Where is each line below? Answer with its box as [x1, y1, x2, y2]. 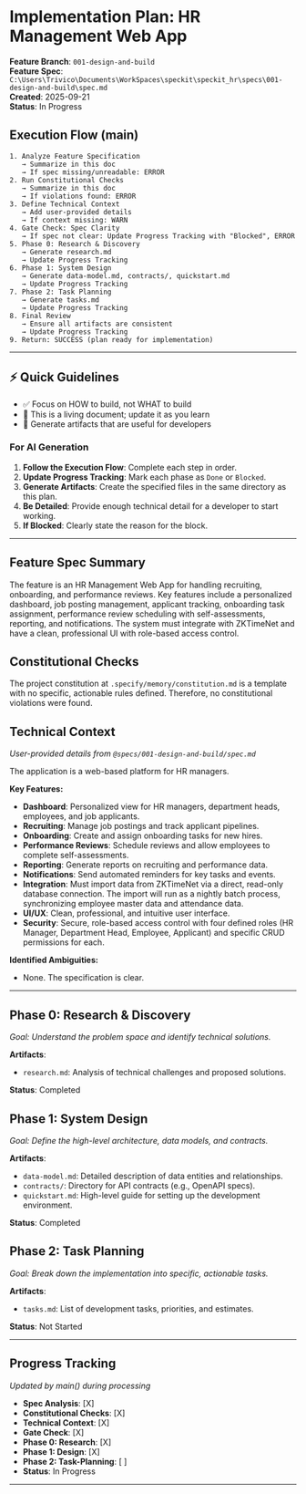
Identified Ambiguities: [9, 955, 98, 966]
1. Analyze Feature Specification [9, 151, 141, 161]
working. [22, 510, 56, 521]
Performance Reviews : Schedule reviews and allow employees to [22, 840, 270, 851]
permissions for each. [22, 937, 105, 948]
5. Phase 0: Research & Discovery [9, 239, 141, 248]
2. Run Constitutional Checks [9, 175, 125, 184]
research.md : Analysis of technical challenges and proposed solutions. [22, 1067, 287, 1078]
